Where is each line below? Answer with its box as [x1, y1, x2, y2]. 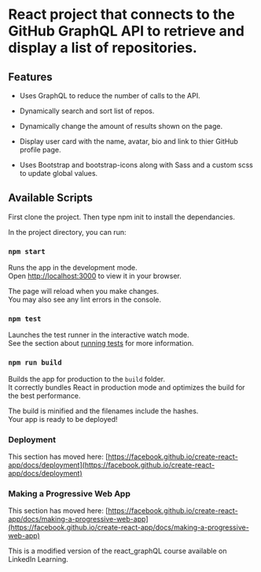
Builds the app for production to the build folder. [8, 374, 166, 383]
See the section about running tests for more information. [8, 339, 194, 348]
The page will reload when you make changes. [8, 287, 160, 296]
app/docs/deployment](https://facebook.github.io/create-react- [8, 460, 215, 469]
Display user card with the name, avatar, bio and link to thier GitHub [19, 137, 238, 146]
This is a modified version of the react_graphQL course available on [8, 546, 227, 555]
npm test [8, 314, 42, 324]
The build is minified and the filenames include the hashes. [8, 406, 199, 416]
